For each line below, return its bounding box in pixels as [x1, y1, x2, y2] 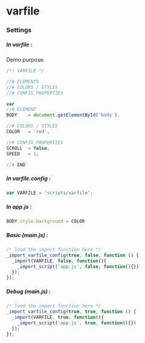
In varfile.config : [6, 175, 51, 182]
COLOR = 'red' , [6, 129, 50, 135]
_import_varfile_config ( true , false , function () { [6, 252, 139, 258]
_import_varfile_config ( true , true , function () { [6, 309, 137, 315]
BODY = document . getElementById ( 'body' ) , [6, 112, 120, 119]
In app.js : [6, 203, 32, 210]
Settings [6, 26, 32, 34]
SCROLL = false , [6, 145, 50, 151]
